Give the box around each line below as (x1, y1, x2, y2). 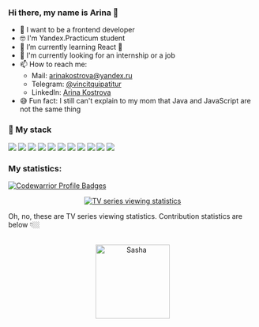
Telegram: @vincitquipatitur (31, 79, 122, 89)
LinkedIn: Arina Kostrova (31, 88, 111, 97)
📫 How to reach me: (19, 59, 88, 70)
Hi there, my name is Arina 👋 (8, 7, 119, 18)
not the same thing (19, 104, 81, 114)
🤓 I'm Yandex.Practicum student (19, 33, 125, 43)
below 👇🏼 (8, 220, 40, 229)
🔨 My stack (8, 124, 52, 135)
